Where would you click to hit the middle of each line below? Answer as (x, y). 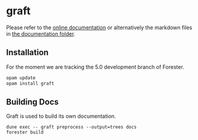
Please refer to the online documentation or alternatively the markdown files (99, 27)
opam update (21, 78)
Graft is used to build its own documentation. (61, 116)
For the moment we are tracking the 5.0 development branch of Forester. (95, 67)
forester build (25, 132)
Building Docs (32, 102)
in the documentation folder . (41, 33)
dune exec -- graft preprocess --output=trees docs (71, 127)
